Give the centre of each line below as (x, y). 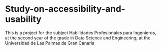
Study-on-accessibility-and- (65, 9)
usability (23, 19)
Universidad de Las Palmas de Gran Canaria (50, 43)
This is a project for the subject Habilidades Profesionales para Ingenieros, (81, 33)
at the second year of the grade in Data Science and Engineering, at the (78, 38)
